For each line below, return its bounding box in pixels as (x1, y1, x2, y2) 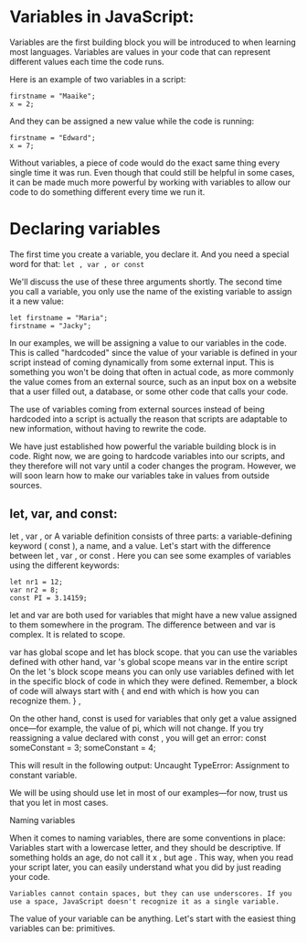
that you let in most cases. (9, 797, 109, 808)
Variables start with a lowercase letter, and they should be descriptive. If (9, 841, 281, 852)
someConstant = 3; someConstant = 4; (9, 742, 157, 753)
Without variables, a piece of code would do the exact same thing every (9, 157, 281, 168)
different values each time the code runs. (9, 56, 164, 67)
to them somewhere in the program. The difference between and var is (9, 619, 276, 630)
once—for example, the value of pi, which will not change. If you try (9, 723, 264, 734)
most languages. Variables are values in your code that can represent (9, 46, 271, 57)
